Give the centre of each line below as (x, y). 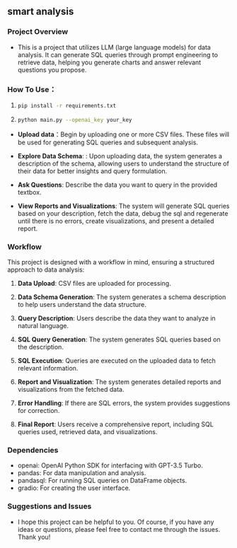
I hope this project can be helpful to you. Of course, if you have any (116, 522)
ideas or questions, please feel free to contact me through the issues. (119, 529)
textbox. (29, 192)
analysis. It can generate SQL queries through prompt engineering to (117, 54)
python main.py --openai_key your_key (75, 119)
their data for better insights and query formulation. (92, 171)
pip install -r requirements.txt (67, 105)
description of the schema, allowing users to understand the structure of (123, 163)
